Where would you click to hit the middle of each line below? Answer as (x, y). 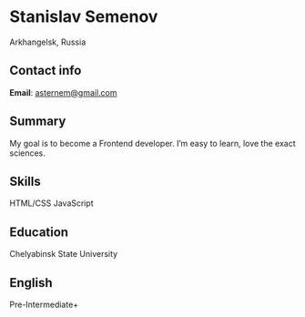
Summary (38, 122)
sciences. (27, 153)
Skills (25, 181)
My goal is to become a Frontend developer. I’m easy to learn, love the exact (152, 143)
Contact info (46, 71)
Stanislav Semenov (84, 17)
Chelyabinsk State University (64, 254)
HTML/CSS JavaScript (51, 203)
